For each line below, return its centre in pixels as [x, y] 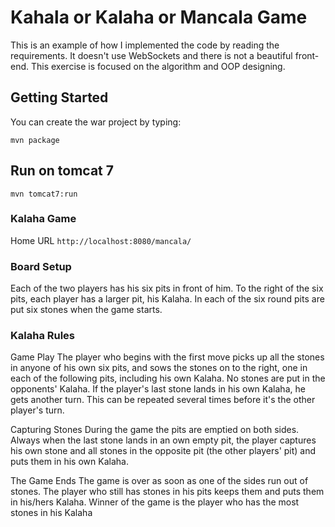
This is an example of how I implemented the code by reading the [145, 45]
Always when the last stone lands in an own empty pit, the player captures [163, 440]
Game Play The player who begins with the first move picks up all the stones [167, 357]
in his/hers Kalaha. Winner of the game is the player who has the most [155, 502]
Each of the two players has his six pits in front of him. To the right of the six [167, 288]
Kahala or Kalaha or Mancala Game [159, 17]
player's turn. [37, 410]
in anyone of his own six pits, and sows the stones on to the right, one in [159, 368]
